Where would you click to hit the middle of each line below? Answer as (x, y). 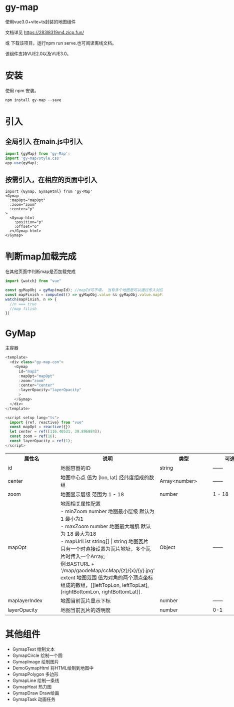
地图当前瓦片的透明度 (86, 610)
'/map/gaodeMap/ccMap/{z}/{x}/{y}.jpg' (108, 570)
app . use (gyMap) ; (22, 163)
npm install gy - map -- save (33, 100)
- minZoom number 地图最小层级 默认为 (108, 511)
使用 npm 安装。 (22, 90)
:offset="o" (26, 227)
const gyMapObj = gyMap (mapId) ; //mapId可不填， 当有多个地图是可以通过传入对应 (84, 290)
